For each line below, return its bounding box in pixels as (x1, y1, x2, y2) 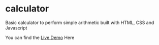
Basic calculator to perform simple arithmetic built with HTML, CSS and (5, 19, 154, 25)
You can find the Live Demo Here (5, 34, 75, 40)
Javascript (5, 24, 27, 30)
